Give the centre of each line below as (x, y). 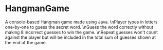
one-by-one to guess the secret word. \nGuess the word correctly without (79, 27)
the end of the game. (26, 42)
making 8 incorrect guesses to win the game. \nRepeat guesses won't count (81, 32)
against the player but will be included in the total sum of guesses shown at (81, 37)
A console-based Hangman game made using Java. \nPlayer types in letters (81, 22)
